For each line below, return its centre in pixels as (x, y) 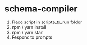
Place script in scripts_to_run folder (47, 22)
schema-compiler (41, 9)
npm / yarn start (28, 32)
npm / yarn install (29, 27)
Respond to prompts (32, 37)
